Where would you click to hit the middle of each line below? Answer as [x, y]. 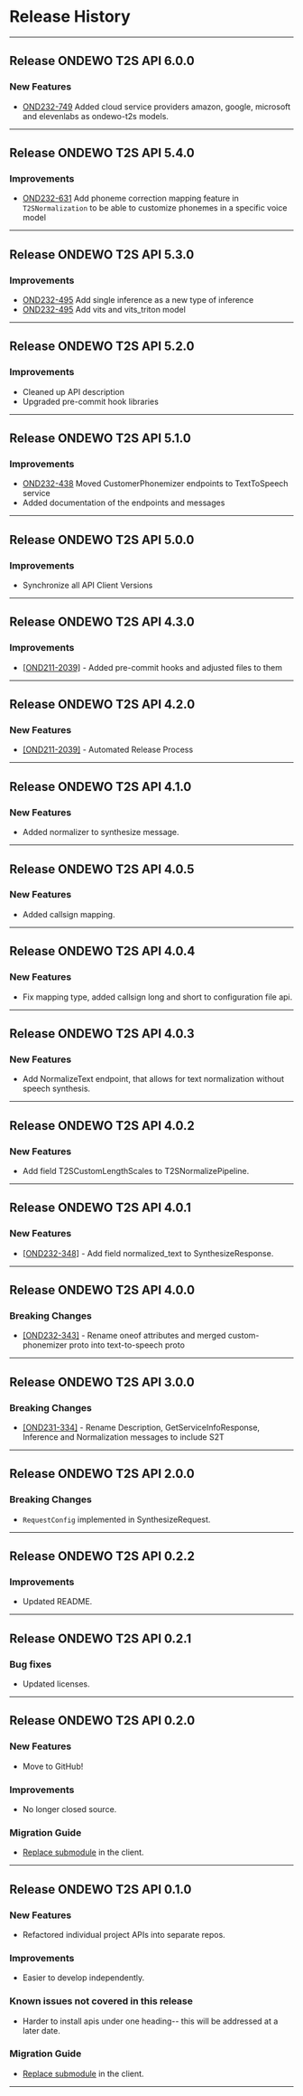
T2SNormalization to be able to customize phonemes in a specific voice [155, 208]
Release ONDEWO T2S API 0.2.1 [101, 1638]
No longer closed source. [69, 1809]
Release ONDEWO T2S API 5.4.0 [102, 153]
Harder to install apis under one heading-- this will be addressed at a [150, 2021]
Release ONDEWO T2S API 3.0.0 [102, 1382]
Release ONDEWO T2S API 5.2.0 [102, 347]
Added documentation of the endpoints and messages [124, 503]
